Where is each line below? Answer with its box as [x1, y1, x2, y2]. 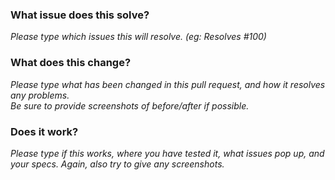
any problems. [10, 89, 70, 101]
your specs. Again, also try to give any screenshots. [10, 158, 225, 170]
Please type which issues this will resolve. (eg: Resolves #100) [10, 31, 267, 43]
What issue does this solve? [10, 8, 150, 22]
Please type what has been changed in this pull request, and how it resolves [10, 78, 326, 90]
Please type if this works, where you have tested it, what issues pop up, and [10, 147, 325, 159]
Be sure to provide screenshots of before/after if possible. [10, 99, 250, 112]
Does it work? [10, 124, 79, 138]
